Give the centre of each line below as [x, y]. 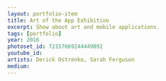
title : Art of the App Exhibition [59, 20]
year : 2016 [23, 40]
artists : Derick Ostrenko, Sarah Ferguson [71, 60]
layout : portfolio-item [43, 14]
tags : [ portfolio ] [34, 33]
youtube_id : [25, 54]
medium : [19, 66]
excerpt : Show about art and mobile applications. [84, 27]
